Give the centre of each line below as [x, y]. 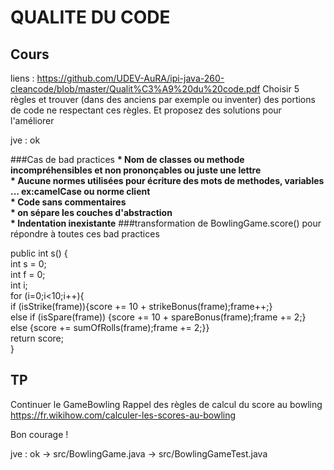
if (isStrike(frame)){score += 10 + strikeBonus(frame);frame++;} [141, 306]
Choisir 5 [281, 89]
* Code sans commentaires [68, 202]
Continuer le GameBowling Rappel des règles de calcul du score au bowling [166, 404]
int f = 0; [28, 274]
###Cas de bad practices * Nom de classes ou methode [127, 159]
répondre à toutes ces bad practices [85, 234]
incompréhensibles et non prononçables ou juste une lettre [136, 170]
